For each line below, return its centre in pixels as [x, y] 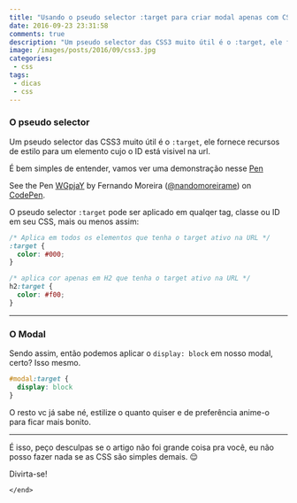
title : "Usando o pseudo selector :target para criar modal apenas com [144, 17]
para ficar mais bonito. [50, 422]
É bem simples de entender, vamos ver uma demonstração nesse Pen [136, 168]
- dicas [27, 83]
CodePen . [27, 195]
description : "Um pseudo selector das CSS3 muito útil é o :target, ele [146, 42]
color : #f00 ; [41, 295]
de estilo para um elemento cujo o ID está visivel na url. [110, 151]
